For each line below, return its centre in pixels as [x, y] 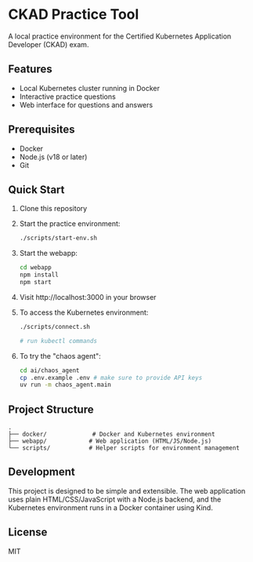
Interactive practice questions [67, 97]
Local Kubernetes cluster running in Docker [90, 88]
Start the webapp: [49, 254]
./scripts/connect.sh [54, 327]
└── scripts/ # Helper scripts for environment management [124, 448]
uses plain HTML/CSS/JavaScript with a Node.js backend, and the [115, 499]
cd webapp [36, 268]
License [28, 533]
